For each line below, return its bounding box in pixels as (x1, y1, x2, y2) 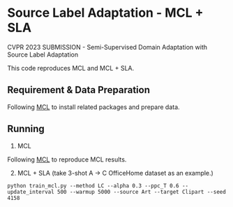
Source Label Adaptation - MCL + (7, 5, 204, 21)
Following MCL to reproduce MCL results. (7, 155, 127, 164)
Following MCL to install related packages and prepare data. (7, 103, 180, 111)
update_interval (7, 188, 54, 195)
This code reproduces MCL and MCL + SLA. (7, 64, 135, 72)
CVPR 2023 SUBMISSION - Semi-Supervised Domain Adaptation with (7, 43, 208, 51)
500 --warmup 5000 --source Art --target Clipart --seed (57, 188, 227, 195)
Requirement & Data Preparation (7, 84, 150, 96)
